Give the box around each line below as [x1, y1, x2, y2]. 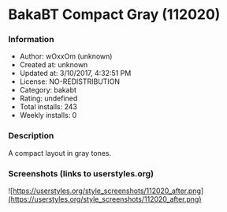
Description [8, 131, 54, 142]
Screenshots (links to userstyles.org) [8, 168, 154, 179]
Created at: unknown [19, 60, 88, 70]
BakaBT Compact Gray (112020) [8, 6, 221, 24]
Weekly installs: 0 [19, 111, 77, 120]
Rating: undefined [19, 93, 78, 104]
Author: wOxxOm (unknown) [19, 51, 113, 61]
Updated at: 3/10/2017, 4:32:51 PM [19, 69, 132, 78]
